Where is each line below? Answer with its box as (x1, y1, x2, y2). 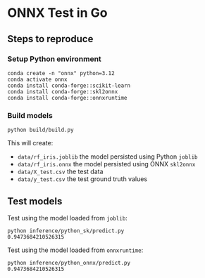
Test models (7, 195, 63, 207)
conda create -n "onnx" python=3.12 (7, 69, 115, 77)
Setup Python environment (7, 54, 102, 64)
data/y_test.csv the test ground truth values (17, 175, 148, 183)
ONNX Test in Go (7, 5, 108, 21)
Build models (7, 110, 53, 120)
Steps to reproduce (7, 33, 94, 45)
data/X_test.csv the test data (17, 167, 104, 176)
